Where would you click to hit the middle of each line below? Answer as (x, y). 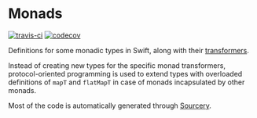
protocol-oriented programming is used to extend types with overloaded (125, 73)
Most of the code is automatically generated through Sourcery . (110, 105)
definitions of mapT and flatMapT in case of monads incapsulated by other (127, 82)
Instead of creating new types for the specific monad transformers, (117, 65)
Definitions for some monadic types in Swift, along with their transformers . (129, 50)
